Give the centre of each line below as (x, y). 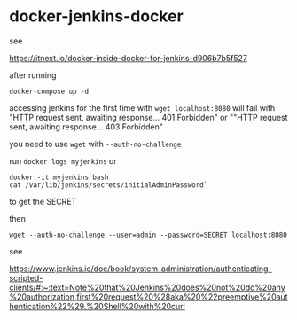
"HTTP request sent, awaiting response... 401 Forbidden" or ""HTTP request (148, 117)
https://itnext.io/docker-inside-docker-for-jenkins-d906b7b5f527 (129, 58)
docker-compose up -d (49, 91)
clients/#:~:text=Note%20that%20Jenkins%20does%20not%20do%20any (147, 287)
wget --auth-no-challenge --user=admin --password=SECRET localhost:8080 (148, 235)
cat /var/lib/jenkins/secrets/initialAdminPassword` (109, 185)
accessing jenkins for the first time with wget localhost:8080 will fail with (142, 107)
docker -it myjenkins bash (59, 177)
